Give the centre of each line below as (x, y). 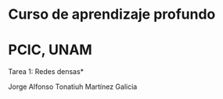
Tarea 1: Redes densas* (46, 72)
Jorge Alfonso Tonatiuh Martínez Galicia (73, 87)
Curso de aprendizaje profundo (112, 14)
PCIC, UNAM (50, 50)
